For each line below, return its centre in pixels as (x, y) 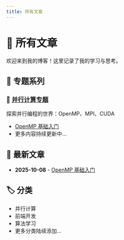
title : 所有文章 (24, 12)
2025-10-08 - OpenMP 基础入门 (55, 170)
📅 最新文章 (25, 155)
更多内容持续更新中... (41, 134)
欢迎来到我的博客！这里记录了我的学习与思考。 (63, 61)
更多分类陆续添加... (38, 230)
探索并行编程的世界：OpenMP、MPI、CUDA (61, 114)
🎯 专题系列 (25, 81)
